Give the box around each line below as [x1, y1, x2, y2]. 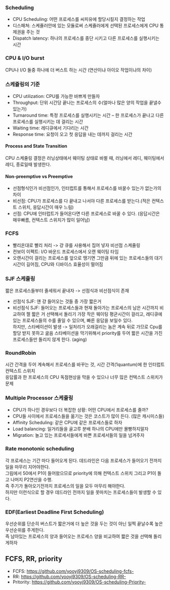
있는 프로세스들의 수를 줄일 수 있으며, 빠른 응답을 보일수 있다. [12, 317, 133, 323]
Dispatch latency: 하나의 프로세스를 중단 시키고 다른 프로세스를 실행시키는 [12, 35, 160, 42]
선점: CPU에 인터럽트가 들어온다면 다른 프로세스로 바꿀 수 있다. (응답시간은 [12, 211, 160, 217]
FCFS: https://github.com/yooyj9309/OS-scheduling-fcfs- [12, 568, 134, 574]
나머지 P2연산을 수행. [10, 476, 53, 482]
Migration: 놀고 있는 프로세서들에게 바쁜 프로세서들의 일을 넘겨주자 [12, 432, 145, 438]
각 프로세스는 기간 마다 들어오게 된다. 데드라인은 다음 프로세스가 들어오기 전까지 [5, 457, 162, 463]
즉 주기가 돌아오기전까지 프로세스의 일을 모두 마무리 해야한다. [5, 482, 125, 489]
